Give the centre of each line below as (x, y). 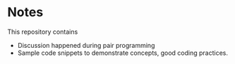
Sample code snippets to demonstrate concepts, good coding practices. (122, 53)
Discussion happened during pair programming (86, 45)
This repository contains (43, 32)
